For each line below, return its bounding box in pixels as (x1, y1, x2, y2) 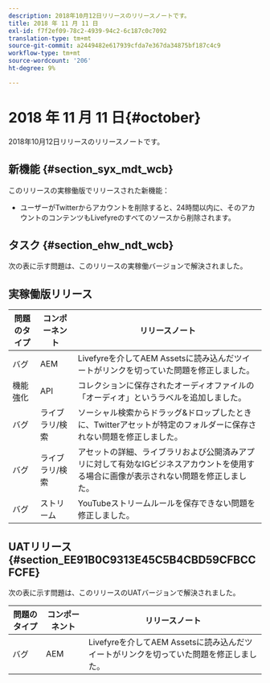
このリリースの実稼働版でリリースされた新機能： (8, 185, 170, 195)
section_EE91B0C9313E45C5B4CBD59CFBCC (19, 553, 256, 566)
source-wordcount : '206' (8, 57, 92, 65)
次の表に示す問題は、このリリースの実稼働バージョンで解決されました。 (8, 261, 247, 271)
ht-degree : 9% (8, 64, 56, 72)
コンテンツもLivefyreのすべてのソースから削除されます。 (47, 213, 235, 222)
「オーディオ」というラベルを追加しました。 (77, 392, 247, 404)
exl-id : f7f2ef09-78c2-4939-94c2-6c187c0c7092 (8, 27, 167, 35)
